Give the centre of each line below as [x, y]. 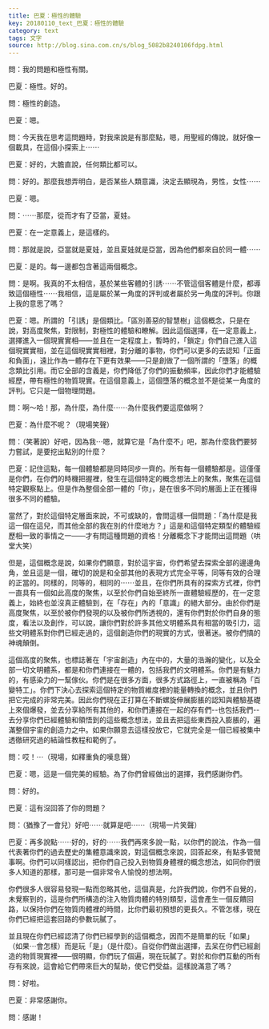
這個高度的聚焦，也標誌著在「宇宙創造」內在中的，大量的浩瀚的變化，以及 [131, 660]
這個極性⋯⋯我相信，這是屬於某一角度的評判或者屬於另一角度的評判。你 [134, 294]
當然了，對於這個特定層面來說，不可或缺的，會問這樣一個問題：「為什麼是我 [133, 516]
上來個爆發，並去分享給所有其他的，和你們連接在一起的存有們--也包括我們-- [134, 710]
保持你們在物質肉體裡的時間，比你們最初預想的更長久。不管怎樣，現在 [145, 909]
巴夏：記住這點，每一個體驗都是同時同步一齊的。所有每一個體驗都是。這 [127, 468]
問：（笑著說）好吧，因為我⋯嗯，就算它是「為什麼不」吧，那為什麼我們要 [129, 442]
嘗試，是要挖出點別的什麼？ [60, 452]
